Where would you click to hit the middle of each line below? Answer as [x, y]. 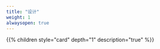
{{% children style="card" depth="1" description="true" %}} [80, 40]
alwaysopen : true [28, 23]
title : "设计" [23, 12]
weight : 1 [19, 17]
